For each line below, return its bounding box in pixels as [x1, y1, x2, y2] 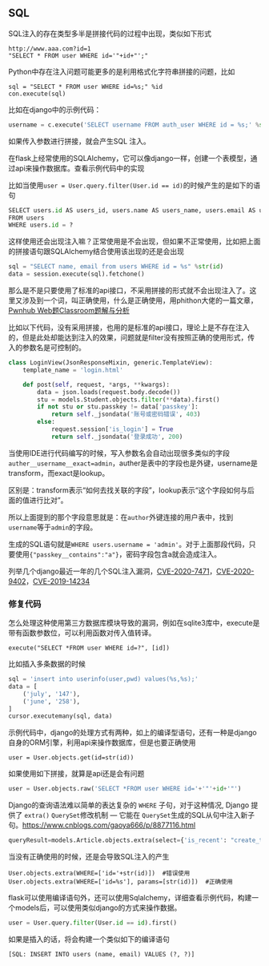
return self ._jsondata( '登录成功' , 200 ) [50, 433, 183, 441]
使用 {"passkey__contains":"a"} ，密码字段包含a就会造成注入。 [14, 549, 222, 559]
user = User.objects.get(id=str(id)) [8, 754, 134, 762]
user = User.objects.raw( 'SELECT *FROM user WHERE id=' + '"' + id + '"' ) [8, 785, 242, 793]
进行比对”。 [29, 495, 68, 505]
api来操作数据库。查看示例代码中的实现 [14, 163, 145, 173]
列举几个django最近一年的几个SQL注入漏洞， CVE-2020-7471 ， [8, 566, 217, 576]
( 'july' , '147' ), [22, 690, 81, 698]
